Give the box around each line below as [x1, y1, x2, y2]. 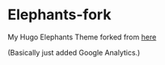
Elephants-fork [7, 6, 112, 24]
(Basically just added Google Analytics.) [7, 47, 141, 57]
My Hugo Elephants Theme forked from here [7, 32, 157, 42]
